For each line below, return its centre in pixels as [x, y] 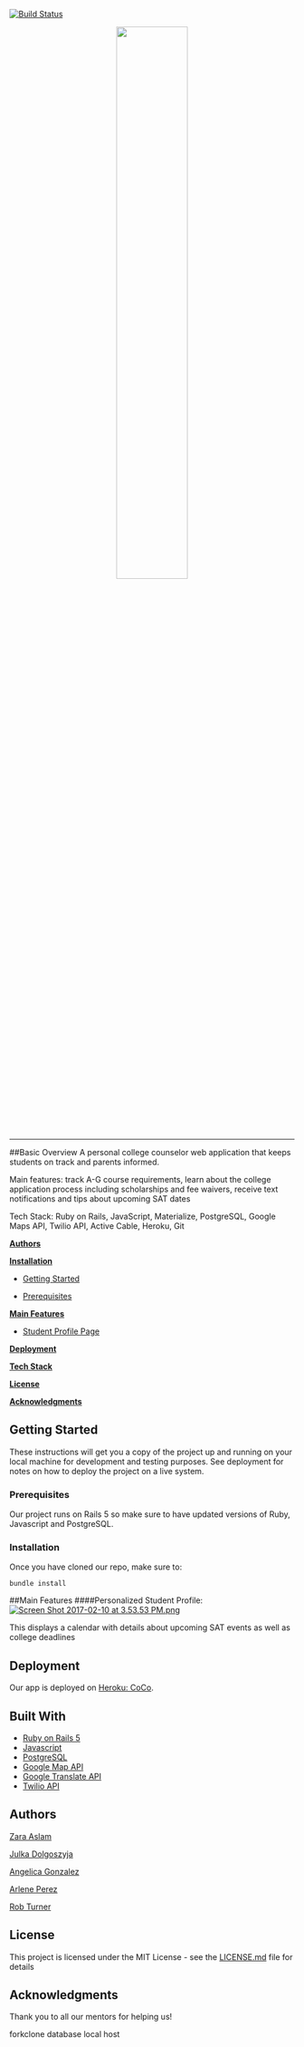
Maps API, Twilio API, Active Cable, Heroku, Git [97, 1226]
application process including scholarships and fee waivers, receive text [144, 1189]
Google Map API [53, 1767]
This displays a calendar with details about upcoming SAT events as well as [150, 1627]
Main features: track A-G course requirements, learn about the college [140, 1179]
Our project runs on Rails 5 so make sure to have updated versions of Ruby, [150, 1514]
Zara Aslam [31, 1836]
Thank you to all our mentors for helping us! [91, 2017]
